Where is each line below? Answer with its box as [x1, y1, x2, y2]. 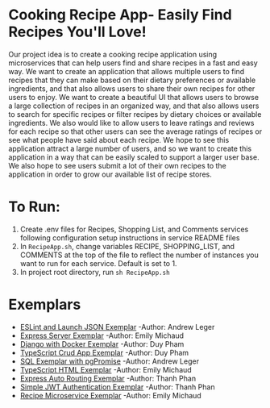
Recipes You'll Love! [8, 23, 147, 41]
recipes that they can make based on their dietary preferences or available [8, 75, 256, 85]
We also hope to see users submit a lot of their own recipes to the [8, 160, 227, 170]
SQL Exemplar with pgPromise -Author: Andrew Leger [19, 356, 200, 366]
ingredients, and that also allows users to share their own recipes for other [8, 83, 255, 94]
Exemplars [8, 296, 81, 314]
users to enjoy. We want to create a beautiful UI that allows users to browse [8, 92, 260, 102]
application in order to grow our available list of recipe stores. [8, 169, 212, 179]
